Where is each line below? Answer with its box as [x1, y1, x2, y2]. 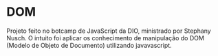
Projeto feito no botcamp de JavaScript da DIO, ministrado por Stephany [6, 27, 211, 35]
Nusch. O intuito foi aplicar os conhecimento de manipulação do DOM [6, 33, 204, 42]
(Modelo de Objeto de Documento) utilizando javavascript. [6, 41, 173, 49]
